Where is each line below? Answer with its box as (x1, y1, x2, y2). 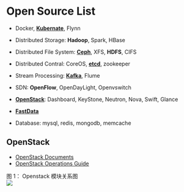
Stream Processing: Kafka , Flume (15, 72, 100, 79)
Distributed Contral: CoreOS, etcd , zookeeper (15, 60, 130, 67)
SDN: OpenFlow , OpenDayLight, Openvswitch (15, 84, 131, 91)
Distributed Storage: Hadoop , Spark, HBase (15, 36, 125, 43)
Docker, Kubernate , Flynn (15, 24, 81, 32)
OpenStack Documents (15, 153, 74, 160)
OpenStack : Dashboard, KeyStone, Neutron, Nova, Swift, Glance (15, 95, 178, 103)
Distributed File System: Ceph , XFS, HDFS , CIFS (15, 48, 137, 56)
